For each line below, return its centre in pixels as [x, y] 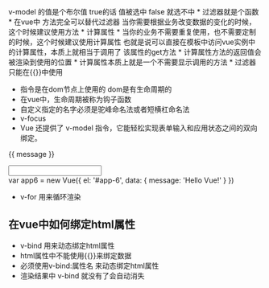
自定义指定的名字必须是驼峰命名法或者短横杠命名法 [105, 109]
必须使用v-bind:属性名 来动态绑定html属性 [89, 265]
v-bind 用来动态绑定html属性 [67, 245]
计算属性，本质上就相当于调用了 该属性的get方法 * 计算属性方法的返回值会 [138, 52]
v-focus [33, 118]
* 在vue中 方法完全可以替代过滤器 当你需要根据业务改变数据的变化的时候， [132, 22]
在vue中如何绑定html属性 [72, 225]
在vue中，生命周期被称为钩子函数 [76, 99]
